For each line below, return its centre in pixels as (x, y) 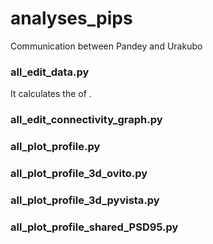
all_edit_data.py (50, 72)
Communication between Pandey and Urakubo (106, 46)
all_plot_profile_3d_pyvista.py (85, 200)
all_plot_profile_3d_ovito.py (79, 173)
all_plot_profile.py (55, 147)
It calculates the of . (51, 94)
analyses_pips (71, 18)
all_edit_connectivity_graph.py (86, 120)
